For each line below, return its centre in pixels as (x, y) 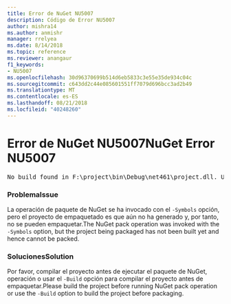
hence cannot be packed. (43, 239)
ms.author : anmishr (35, 33)
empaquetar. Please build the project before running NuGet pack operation (112, 286)
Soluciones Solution (41, 257)
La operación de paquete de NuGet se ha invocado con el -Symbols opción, (113, 209)
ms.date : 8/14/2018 (35, 45)
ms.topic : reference (37, 52)
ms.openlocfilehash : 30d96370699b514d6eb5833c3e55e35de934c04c (100, 77)
